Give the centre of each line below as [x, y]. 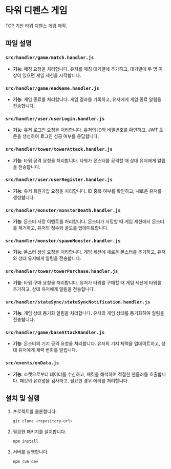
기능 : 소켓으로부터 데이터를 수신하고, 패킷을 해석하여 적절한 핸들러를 [80, 374]
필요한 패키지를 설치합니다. [39, 432]
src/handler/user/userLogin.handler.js [55, 119]
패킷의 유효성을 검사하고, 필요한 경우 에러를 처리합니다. [74, 380]
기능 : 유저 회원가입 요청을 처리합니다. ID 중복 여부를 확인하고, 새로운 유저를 [87, 191]
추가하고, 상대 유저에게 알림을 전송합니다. [54, 289]
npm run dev [25, 462]
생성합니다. [24, 197]
